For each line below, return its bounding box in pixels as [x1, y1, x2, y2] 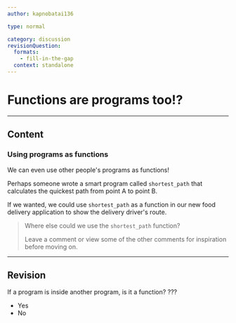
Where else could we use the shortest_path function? [24, 221, 181, 230]
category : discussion [7, 36, 71, 43]
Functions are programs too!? [7, 92, 183, 108]
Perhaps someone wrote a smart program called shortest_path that [7, 179, 202, 187]
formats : [13, 48, 39, 56]
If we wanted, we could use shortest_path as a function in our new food [7, 200, 216, 209]
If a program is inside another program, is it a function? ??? [7, 288, 178, 296]
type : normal [7, 22, 46, 30]
